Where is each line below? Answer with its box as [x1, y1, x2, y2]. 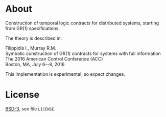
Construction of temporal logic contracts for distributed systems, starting [5, 20, 159, 26]
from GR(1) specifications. [5, 25, 60, 31]
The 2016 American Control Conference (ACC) [5, 55, 103, 62]
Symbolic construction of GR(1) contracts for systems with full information [5, 50, 161, 56]
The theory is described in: [5, 35, 62, 41]
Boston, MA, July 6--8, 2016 [5, 61, 65, 67]
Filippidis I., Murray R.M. [5, 45, 56, 51]
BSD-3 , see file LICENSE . [5, 105, 56, 112]
